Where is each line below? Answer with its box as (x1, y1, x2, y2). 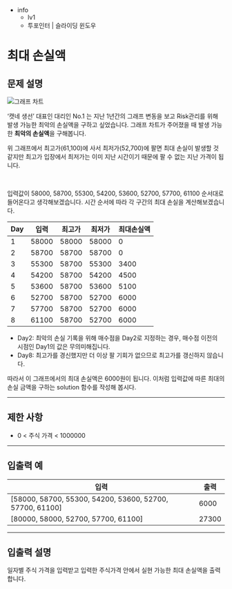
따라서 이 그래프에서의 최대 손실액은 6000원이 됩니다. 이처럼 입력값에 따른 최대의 (7, 374, 225, 383)
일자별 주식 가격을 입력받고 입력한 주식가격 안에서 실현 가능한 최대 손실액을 (7, 566, 209, 574)
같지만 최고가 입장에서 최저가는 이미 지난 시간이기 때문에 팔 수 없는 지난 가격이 (7, 153, 217, 161)
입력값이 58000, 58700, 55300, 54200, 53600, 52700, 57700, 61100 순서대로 (7, 189, 224, 197)
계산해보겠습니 (185, 198, 225, 206)
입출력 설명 (7, 547, 52, 559)
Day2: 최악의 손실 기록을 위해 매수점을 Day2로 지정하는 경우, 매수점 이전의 (17, 334, 218, 342)
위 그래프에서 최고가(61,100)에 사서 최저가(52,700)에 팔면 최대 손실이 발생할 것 (7, 144, 220, 152)
